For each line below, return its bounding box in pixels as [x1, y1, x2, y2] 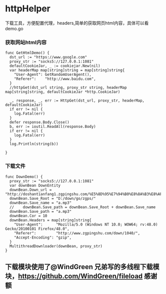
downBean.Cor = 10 [9, 213, 48, 218]
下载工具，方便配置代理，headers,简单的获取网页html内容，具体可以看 [5, 20, 149, 26]
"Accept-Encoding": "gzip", [14, 235, 72, 240]
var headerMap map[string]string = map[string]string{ [9, 68, 125, 73]
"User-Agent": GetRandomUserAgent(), [14, 72, 92, 77]
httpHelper [5, 3, 51, 14]
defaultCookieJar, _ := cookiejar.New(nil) [9, 63, 100, 68]
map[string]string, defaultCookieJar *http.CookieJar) [5, 90, 121, 95]
